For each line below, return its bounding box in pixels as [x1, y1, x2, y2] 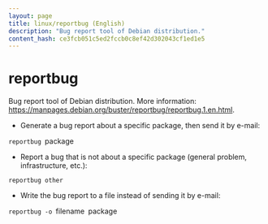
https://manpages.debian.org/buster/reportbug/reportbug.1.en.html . [8, 105, 236, 114]
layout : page [8, 11, 53, 20]
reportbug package [8, 136, 75, 146]
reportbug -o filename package [8, 206, 118, 216]
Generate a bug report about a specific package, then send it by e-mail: [19, 121, 261, 131]
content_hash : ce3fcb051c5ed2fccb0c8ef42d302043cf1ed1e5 [8, 34, 205, 43]
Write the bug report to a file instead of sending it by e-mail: [19, 191, 221, 200]
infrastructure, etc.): [19, 161, 88, 170]
